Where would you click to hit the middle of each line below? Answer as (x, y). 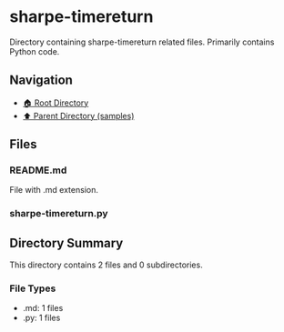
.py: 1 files (41, 318)
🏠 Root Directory (56, 103)
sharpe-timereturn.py (59, 214)
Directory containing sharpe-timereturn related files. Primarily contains (142, 42)
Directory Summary (66, 243)
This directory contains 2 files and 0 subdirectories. (106, 265)
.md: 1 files (43, 308)
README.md (38, 170)
